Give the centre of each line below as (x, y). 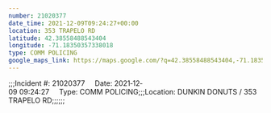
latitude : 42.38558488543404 (57, 38)
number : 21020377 (38, 16)
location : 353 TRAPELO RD (52, 30)
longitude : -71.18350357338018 (61, 46)
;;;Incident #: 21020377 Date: (60, 83)
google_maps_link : (39, 61)
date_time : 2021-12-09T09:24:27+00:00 (73, 23)
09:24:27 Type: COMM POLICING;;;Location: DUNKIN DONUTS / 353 (138, 91)
